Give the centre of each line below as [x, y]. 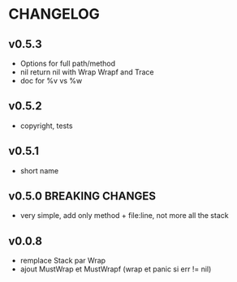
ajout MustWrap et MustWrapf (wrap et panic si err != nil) [116, 269]
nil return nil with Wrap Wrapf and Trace [87, 72]
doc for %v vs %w [51, 81]
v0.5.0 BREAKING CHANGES [82, 197]
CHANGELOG [54, 14]
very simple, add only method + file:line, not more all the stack [124, 216]
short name [39, 170]
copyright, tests [46, 126]
